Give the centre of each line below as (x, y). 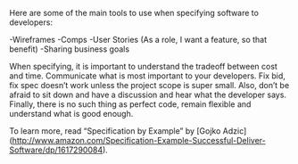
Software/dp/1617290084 (56, 150)
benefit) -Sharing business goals (70, 49)
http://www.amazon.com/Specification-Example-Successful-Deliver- (139, 140)
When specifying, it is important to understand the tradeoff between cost (144, 66)
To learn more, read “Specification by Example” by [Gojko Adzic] (128, 131)
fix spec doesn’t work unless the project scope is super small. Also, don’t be (149, 85)
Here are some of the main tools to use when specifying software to (134, 13)
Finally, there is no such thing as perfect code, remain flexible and (130, 104)
